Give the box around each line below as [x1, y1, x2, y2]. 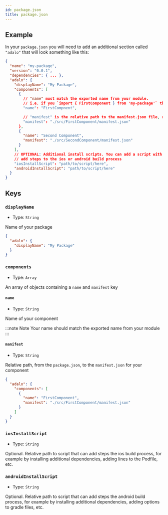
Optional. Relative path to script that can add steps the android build [5, 493, 145, 499]
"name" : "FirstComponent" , [23, 396, 79, 401]
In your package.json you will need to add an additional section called [5, 44, 148, 50]
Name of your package [5, 224, 52, 230]
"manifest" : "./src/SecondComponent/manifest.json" [23, 138, 133, 143]
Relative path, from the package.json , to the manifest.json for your [5, 362, 142, 368]
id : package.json [5, 7, 41, 13]
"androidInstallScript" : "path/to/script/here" [14, 166, 115, 171]
